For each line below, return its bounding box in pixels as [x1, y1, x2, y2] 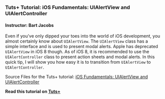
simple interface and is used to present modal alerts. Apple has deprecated [5, 44, 158, 49]
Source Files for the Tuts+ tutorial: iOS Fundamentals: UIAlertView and [5, 74, 148, 80]
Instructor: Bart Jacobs [5, 22, 54, 28]
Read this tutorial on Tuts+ [5, 89, 61, 95]
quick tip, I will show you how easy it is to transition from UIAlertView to [5, 59, 151, 65]
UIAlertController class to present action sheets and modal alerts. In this [5, 54, 155, 60]
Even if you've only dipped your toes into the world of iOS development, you [5, 33, 161, 39]
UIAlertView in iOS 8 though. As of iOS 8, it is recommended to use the [5, 49, 150, 55]
